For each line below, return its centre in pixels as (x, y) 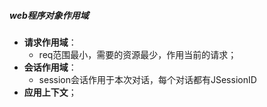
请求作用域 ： (50, 42)
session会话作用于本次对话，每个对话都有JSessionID (147, 79)
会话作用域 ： (50, 67)
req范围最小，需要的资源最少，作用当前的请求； (137, 54)
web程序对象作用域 (49, 15)
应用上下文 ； (50, 92)
